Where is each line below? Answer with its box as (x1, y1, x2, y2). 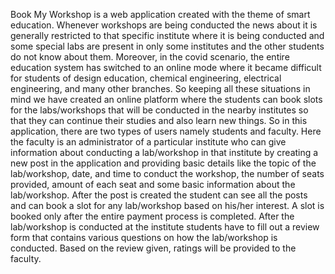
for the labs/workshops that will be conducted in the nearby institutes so (10, 104, 309, 116)
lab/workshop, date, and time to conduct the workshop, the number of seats (10, 168, 325, 179)
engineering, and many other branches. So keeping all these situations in (10, 83, 311, 94)
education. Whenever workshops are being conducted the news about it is (10, 19, 318, 31)
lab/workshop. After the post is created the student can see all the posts (10, 189, 308, 201)
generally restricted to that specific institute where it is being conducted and (10, 30, 325, 41)
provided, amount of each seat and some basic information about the (10, 179, 296, 190)
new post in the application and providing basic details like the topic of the (10, 157, 317, 169)
